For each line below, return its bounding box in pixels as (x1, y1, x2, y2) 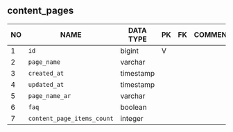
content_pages (7, 5, 74, 17)
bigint (120, 46, 139, 56)
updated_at (28, 81, 64, 88)
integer (120, 113, 144, 123)
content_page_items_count (28, 114, 114, 122)
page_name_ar (28, 92, 71, 99)
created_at (28, 69, 64, 77)
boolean (120, 102, 147, 112)
